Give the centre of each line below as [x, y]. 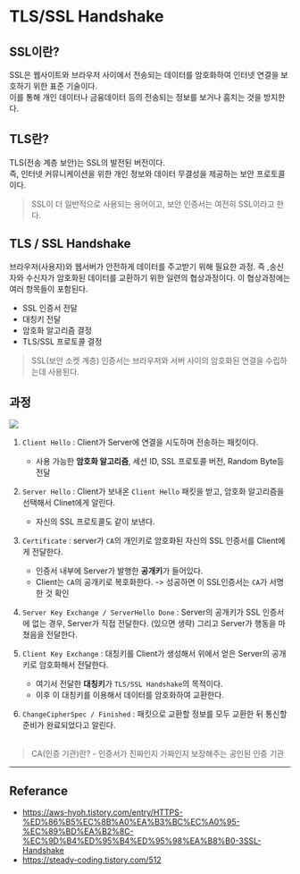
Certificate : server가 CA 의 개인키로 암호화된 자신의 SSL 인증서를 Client [150, 541]
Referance [39, 790]
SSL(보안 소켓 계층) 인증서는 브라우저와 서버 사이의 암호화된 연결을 [147, 361]
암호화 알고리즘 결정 [57, 330]
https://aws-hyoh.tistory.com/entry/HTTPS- [102, 812]
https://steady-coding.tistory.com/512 [92, 860]
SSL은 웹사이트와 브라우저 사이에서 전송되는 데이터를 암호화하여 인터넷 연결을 [144, 75]
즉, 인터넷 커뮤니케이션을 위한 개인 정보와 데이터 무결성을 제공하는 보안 [132, 174]
